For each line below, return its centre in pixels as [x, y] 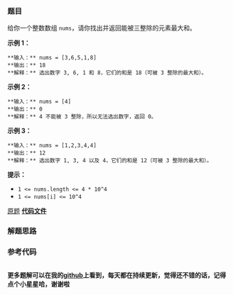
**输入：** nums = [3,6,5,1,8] [52, 58]
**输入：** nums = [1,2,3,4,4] [52, 146]
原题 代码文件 [27, 211]
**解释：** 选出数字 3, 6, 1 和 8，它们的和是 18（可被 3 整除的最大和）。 [107, 73]
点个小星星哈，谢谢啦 [38, 284]
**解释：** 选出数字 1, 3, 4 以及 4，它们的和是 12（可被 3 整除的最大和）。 [110, 161]
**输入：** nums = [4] [39, 102]
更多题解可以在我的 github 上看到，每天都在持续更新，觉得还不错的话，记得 [117, 275]
